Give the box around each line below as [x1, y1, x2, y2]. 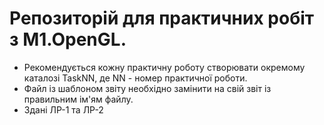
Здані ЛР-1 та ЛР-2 [23, 103, 104, 116]
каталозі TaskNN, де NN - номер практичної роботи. [23, 72, 248, 84]
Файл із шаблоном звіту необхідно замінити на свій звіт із [23, 82, 272, 94]
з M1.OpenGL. [9, 28, 127, 51]
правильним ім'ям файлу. [23, 93, 134, 105]
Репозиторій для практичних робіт [9, 7, 315, 30]
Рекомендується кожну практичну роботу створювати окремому [23, 61, 306, 73]
